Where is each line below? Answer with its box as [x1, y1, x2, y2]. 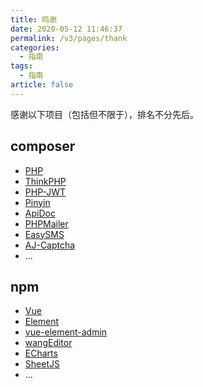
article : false [10, 80, 74, 90]
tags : [10, 61, 33, 71]
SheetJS [24, 358, 60, 370]
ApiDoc [24, 207, 56, 219]
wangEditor [24, 337, 73, 349]
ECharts [24, 347, 58, 360]
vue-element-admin [24, 326, 108, 338]
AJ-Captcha [24, 239, 76, 251]
